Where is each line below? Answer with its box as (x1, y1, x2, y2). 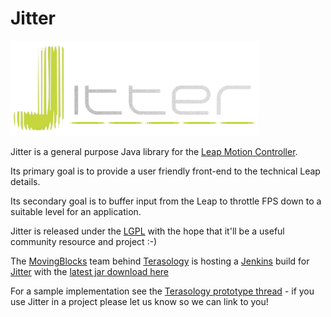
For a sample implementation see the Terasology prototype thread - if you (10, 285, 315, 297)
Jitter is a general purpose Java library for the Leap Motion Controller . (10, 145, 298, 157)
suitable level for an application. (10, 205, 142, 217)
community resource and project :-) (10, 235, 158, 247)
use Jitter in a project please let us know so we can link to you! (10, 295, 269, 307)
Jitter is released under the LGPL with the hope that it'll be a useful (10, 225, 285, 237)
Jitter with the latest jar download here (10, 265, 169, 277)
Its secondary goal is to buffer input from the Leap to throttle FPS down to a (10, 195, 322, 207)
